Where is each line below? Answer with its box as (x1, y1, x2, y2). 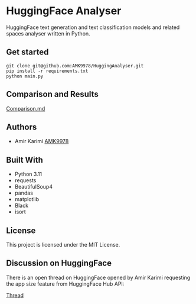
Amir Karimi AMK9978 (14, 138, 69, 145)
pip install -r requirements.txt (6, 68, 89, 74)
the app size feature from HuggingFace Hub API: (6, 280, 125, 287)
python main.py (6, 73, 44, 79)
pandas (14, 189, 34, 196)
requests (14, 177, 37, 184)
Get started (6, 47, 49, 57)
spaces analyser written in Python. (6, 30, 90, 37)
